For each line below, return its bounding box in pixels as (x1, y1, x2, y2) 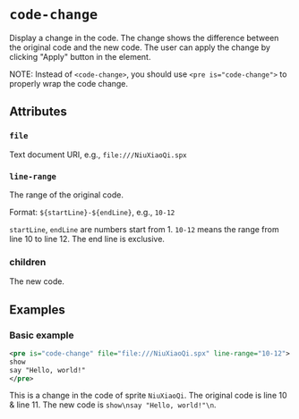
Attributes (9, 105, 67, 120)
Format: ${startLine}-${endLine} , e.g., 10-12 (9, 206, 175, 217)
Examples (9, 302, 65, 317)
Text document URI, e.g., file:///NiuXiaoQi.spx (9, 149, 187, 160)
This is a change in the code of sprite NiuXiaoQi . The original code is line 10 (9, 390, 288, 401)
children (9, 256, 47, 268)
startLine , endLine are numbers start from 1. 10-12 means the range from (9, 223, 279, 234)
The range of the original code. (9, 189, 124, 200)
